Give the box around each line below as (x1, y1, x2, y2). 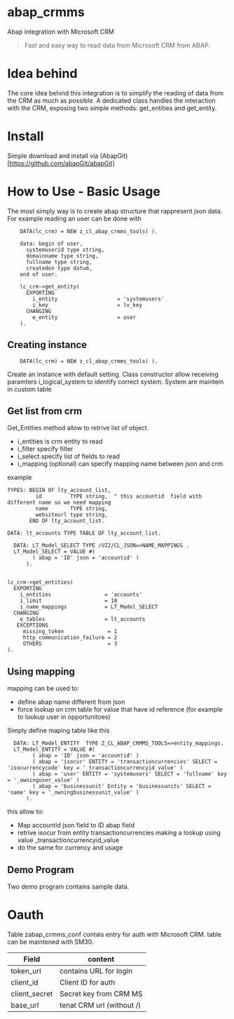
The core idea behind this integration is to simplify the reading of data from (7, 88, 224, 97)
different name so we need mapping (7, 499, 111, 506)
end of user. (20, 271, 58, 278)
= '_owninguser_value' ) (7, 777, 80, 784)
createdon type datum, (25, 265, 92, 272)
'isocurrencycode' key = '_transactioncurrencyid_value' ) (7, 764, 184, 772)
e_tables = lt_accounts (20, 615, 146, 623)
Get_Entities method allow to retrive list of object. (7, 424, 149, 432)
